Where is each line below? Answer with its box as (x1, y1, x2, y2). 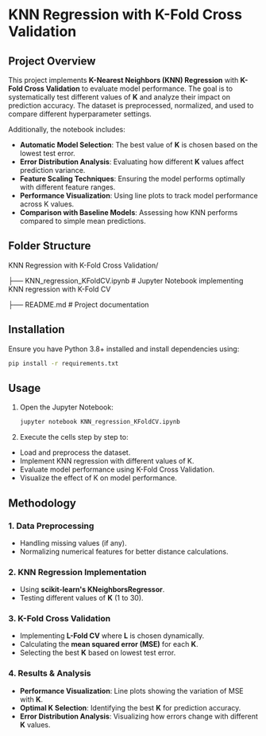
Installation (8, 323, 65, 336)
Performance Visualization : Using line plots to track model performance (19, 191, 258, 200)
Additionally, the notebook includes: (8, 125, 125, 134)
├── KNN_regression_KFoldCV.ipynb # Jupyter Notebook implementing (8, 276, 244, 285)
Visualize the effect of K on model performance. (19, 473, 177, 483)
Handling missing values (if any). (19, 538, 127, 547)
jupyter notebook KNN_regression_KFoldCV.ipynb (19, 418, 180, 426)
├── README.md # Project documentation (8, 299, 149, 309)
